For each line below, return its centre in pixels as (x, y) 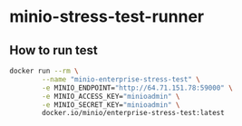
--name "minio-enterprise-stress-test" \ (121, 79)
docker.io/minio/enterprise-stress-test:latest (133, 113)
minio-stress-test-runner (107, 17)
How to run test (53, 50)
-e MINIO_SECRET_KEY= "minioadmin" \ (111, 105)
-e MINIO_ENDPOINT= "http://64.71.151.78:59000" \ (137, 88)
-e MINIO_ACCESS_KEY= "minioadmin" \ (111, 96)
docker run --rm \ (44, 71)
